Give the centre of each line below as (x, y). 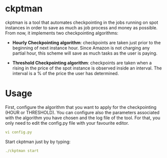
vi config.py (19, 132)
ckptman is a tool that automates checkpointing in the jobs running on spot (82, 22)
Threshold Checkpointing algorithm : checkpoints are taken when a (82, 63)
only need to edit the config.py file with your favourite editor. (67, 123)
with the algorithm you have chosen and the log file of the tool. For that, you (83, 118)
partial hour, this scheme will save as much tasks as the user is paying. (85, 53)
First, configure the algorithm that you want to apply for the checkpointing (81, 107)
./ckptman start (22, 151)
